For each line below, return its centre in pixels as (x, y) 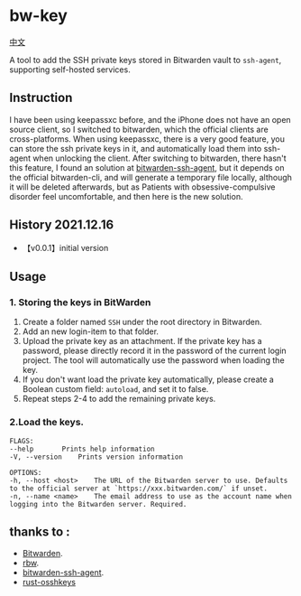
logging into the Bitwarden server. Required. (98, 504)
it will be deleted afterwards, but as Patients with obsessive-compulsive (142, 187)
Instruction (41, 98)
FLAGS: (22, 441)
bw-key (38, 16)
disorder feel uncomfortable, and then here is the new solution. (126, 196)
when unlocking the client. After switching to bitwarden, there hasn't (160, 158)
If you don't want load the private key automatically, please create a (148, 379)
